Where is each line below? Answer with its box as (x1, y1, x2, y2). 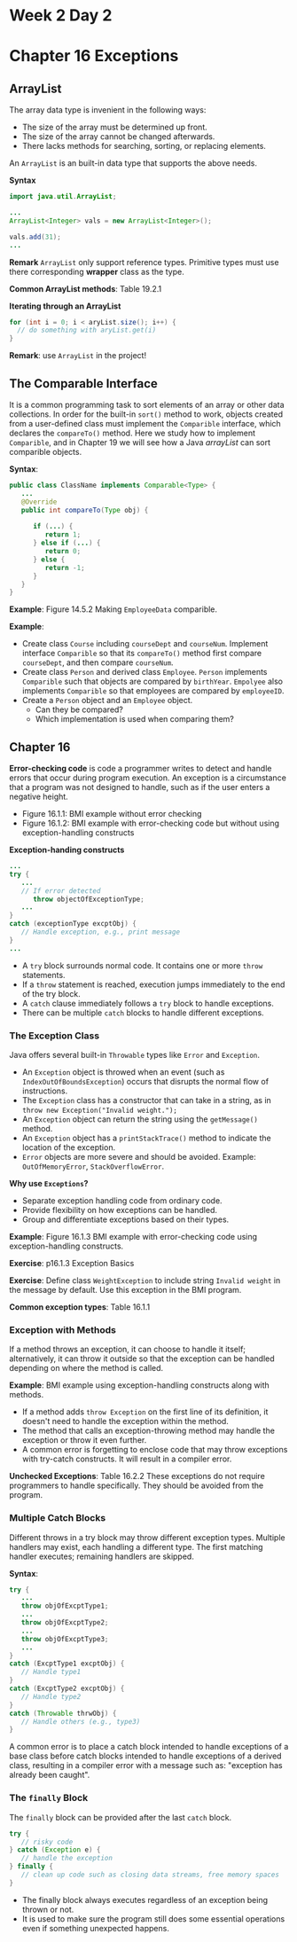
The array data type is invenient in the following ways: (9, 105, 207, 115)
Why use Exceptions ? (9, 1178, 89, 1188)
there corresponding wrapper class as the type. (9, 266, 184, 277)
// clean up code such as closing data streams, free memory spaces (20, 1870, 279, 1879)
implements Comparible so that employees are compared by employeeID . (21, 685, 285, 696)
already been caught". (9, 1770, 90, 1781)
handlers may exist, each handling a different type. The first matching (9, 1541, 263, 1552)
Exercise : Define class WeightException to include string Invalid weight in (9, 1274, 281, 1286)
